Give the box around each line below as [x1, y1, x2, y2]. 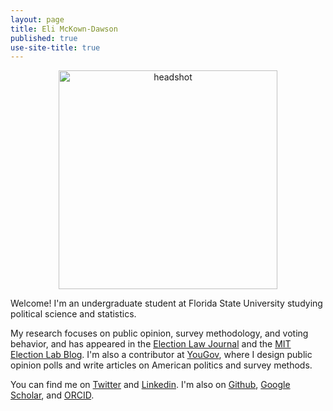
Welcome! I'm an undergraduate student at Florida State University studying [10, 297, 323, 310]
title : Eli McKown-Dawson [10, 24, 118, 34]
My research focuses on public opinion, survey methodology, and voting [10, 327, 309, 340]
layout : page [10, 14, 65, 25]
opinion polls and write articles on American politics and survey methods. [10, 359, 313, 371]
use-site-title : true [10, 42, 101, 53]
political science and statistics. [10, 308, 137, 320]
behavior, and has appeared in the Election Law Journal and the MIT [10, 338, 292, 350]
